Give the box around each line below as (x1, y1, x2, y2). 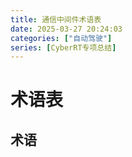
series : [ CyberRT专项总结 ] (10, 42, 117, 53)
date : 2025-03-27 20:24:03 (10, 24, 123, 34)
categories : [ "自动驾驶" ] (10, 33, 113, 43)
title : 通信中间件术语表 (10, 14, 102, 25)
